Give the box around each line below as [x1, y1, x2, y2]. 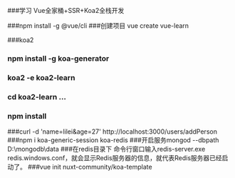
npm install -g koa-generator [7, 53, 110, 63]
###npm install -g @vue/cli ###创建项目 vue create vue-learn [7, 21, 189, 30]
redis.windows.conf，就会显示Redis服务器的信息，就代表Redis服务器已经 [7, 154, 222, 162]
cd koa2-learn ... [7, 92, 66, 102]
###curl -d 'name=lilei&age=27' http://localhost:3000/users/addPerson [7, 127, 217, 136]
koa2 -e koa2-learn [7, 72, 75, 82]
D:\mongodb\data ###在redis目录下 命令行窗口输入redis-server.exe [7, 145, 206, 154]
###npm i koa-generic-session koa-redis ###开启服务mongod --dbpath [7, 136, 219, 144]
